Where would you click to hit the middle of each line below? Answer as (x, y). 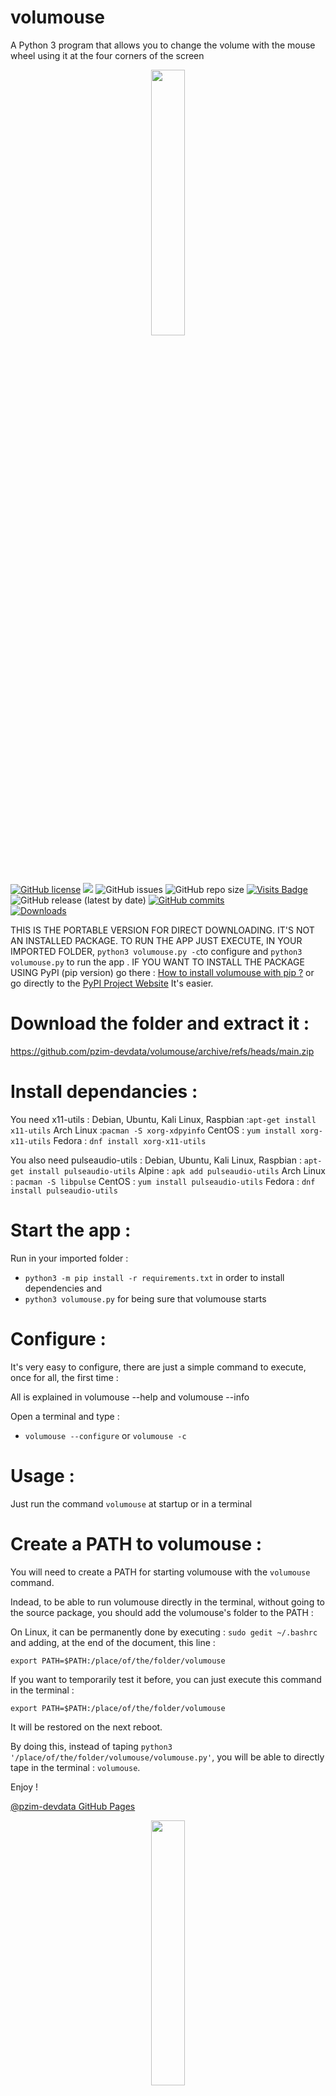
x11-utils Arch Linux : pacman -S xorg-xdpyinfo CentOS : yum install (153, 1130)
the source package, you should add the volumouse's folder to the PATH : (162, 1612)
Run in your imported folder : (69, 1258)
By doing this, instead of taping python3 (91, 1746)
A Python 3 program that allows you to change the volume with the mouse (163, 45)
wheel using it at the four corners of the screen (107, 55)
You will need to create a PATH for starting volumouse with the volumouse (160, 1572)
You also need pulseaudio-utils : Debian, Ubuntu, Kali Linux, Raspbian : (156, 1160)
